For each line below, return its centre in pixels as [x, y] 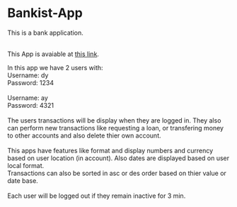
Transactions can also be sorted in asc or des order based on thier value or [117, 173]
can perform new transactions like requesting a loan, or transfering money [116, 128]
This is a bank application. [45, 33]
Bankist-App [45, 13]
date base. [23, 180]
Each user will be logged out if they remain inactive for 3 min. [97, 196]
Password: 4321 [31, 105]
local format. [26, 165]
